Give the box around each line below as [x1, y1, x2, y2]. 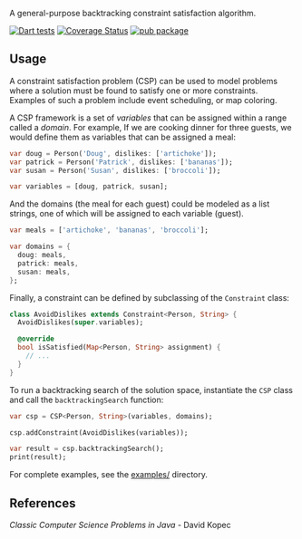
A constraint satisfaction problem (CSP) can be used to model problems [9, 75, 278, 86]
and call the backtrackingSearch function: [9, 394, 164, 405]
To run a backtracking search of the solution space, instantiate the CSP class [9, 384, 293, 395]
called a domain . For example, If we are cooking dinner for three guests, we [9, 121, 292, 132]
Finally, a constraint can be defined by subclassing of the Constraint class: [9, 292, 290, 303]
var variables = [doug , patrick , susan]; [9, 182, 169, 191]
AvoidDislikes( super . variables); [17, 318, 144, 327]
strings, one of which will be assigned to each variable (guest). [9, 208, 245, 219]
